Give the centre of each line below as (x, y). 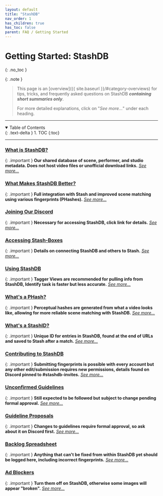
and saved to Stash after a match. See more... (51, 341)
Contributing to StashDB (34, 353)
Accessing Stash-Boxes (34, 240)
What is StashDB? (27, 150)
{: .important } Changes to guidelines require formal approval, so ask (75, 426)
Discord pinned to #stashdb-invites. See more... (54, 375)
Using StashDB (23, 269)
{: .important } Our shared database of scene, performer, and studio (74, 161)
